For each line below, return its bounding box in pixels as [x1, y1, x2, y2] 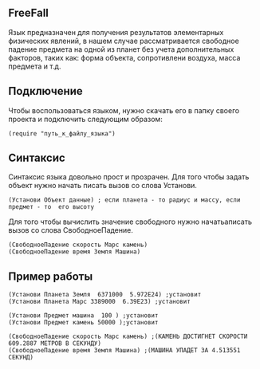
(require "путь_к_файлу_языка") [8, 129, 116, 138]
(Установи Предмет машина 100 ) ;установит [8, 312, 159, 320]
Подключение [8, 84, 84, 98]
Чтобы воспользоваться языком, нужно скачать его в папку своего [8, 105, 240, 115]
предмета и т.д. [8, 61, 61, 71]
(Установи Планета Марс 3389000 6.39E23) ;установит [8, 298, 191, 306]
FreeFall [8, 6, 49, 20]
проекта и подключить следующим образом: [8, 114, 163, 124]
